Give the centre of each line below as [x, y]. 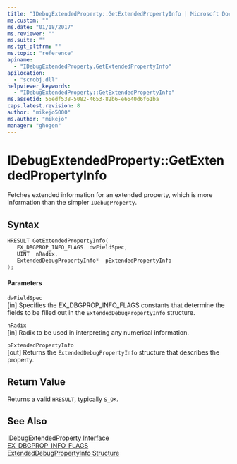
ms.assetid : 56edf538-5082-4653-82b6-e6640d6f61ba [83, 100]
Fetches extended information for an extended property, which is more [110, 195]
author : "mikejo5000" [39, 112]
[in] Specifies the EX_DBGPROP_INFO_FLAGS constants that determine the [116, 305]
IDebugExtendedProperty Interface [58, 438]
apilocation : [26, 73]
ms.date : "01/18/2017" [41, 27]
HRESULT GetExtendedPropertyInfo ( [58, 241]
